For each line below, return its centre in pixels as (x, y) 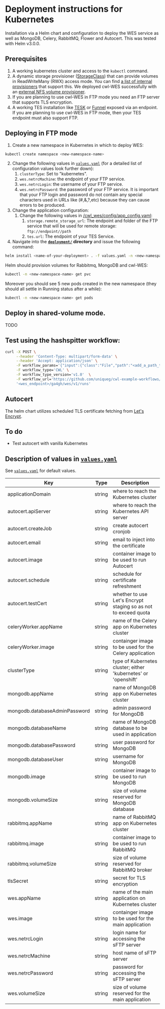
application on (129, 898)
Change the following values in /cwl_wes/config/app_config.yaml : (86, 216)
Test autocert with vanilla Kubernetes (50, 444)
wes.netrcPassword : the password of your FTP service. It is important (89, 190)
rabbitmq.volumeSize (32, 864)
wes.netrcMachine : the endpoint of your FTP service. (72, 179)
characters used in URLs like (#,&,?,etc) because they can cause (84, 200)
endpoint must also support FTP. (45, 118)
